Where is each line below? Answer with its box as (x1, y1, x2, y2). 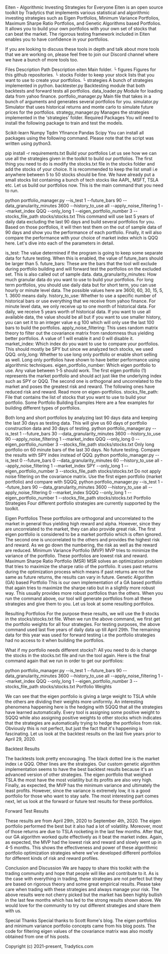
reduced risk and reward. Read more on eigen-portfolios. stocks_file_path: (5, 389, 159, 394)
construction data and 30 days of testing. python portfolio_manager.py (5, 425, 151, 431)
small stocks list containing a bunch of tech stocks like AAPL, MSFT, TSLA (5, 177, 159, 183)
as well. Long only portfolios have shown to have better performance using (5, 357, 160, 363)
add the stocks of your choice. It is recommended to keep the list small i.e (5, 166, 158, 172)
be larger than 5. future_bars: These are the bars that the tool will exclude (5, 261, 157, 266)
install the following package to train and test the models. (5, 120, 124, 126)
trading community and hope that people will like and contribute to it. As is (5, 870, 159, 876)
